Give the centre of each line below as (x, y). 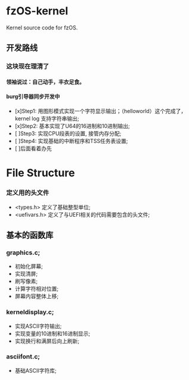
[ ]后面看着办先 (33, 148)
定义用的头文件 (28, 193)
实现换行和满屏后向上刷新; (47, 341)
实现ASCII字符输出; (38, 326)
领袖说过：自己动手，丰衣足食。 (45, 81)
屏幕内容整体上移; (37, 296)
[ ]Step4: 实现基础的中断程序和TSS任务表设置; (71, 141)
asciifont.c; (23, 357)
